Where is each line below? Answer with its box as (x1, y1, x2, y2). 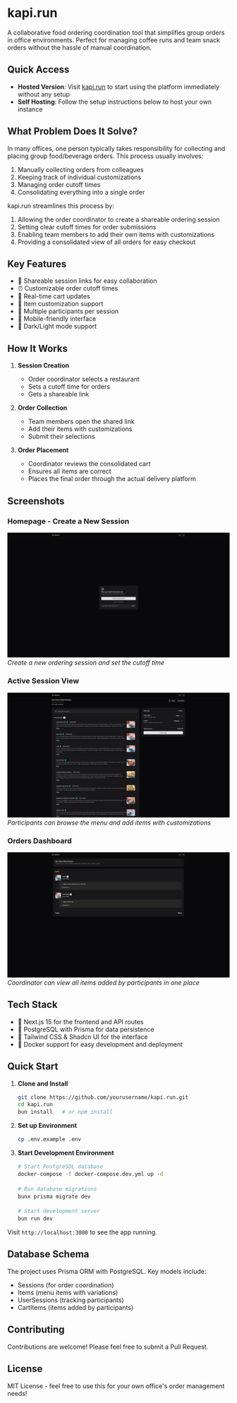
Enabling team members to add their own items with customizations (17, 230, 215, 238)
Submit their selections (28, 432, 95, 441)
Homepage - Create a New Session (7, 516, 130, 526)
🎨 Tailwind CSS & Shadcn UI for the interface (17, 1032, 148, 1041)
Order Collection (17, 403, 68, 412)
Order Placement (17, 446, 69, 454)
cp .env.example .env (17, 1136, 81, 1143)
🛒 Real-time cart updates (17, 292, 90, 300)
